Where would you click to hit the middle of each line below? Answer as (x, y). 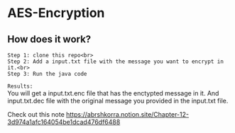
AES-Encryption (56, 13)
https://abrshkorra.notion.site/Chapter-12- (128, 114)
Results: (20, 86)
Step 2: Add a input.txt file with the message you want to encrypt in (115, 62)
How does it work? (49, 39)
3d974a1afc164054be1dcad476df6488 (64, 122)
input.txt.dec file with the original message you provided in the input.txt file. (118, 101)
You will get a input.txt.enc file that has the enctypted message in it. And (113, 93)
